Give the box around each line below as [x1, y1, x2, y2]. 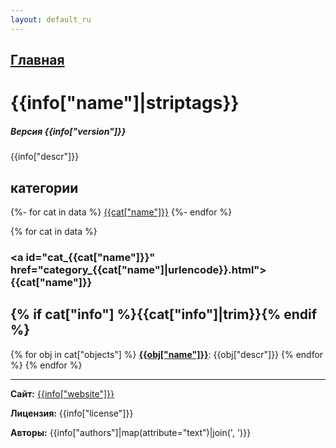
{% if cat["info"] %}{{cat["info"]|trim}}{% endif [10, 306, 318, 323]
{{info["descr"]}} [10, 151, 80, 163]
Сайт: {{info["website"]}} [10, 387, 115, 400]
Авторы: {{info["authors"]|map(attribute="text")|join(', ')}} [10, 426, 252, 438]
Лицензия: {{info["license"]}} [10, 407, 134, 419]
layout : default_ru [10, 14, 92, 25]
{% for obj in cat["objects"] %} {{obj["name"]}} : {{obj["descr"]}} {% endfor [10, 348, 324, 360]
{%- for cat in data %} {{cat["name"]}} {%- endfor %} [10, 206, 233, 218]
